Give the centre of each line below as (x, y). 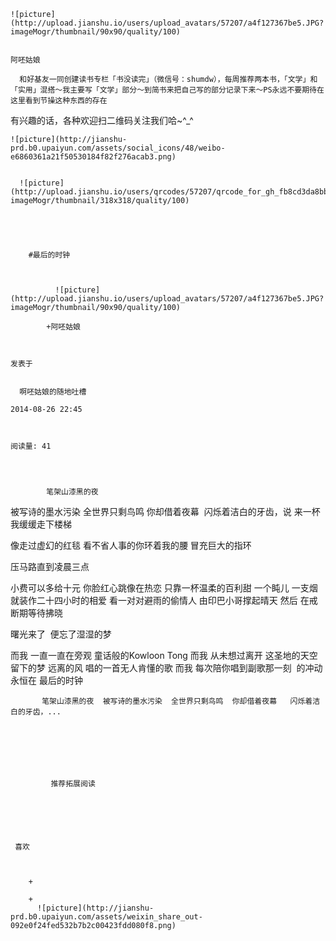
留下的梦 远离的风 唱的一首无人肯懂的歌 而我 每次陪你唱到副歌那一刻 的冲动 (166, 668)
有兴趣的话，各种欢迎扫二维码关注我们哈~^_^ (102, 120)
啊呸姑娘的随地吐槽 (53, 392)
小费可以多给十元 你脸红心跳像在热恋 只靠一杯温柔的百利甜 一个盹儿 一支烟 (164, 588)
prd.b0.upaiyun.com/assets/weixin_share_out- (106, 917)
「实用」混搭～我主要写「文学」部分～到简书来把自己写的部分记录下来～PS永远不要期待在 (167, 90)
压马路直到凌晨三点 (50, 566)
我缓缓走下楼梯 (41, 524)
